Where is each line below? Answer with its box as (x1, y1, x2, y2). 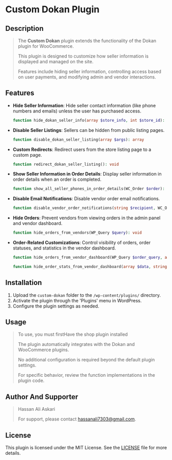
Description (5, 24, 44, 33)
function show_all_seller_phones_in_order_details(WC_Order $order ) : (12, 186, 165, 191)
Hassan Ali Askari (17, 406, 55, 412)
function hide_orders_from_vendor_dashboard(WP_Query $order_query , (12, 255, 163, 260)
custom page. (12, 151, 42, 158)
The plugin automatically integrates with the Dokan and (17, 341, 135, 348)
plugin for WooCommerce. (17, 43, 74, 49)
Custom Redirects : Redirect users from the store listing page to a (12, 146, 151, 152)
